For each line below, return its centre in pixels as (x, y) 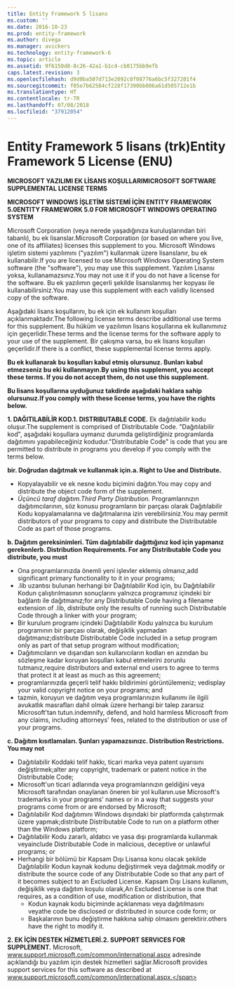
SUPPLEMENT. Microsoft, (45, 947)
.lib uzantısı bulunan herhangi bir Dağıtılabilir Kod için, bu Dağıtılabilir (116, 585)
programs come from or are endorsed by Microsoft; (92, 806)
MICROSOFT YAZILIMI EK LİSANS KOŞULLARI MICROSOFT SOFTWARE (112, 180)
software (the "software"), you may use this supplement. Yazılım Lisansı (111, 268)
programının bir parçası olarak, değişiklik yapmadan (92, 630)
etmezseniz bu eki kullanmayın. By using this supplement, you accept (110, 369)
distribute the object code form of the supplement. (90, 491)
